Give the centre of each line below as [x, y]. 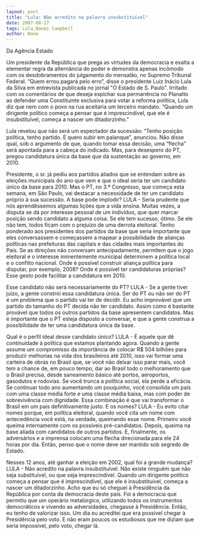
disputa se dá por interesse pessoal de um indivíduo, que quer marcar [93, 212]
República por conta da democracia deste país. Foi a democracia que [92, 494]
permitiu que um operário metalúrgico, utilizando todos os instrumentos [94, 500]
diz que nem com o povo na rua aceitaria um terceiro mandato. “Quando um [100, 107]
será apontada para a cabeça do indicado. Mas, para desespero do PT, [93, 150]
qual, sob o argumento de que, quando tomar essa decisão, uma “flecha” [96, 144]
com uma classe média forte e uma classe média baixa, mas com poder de [98, 394]
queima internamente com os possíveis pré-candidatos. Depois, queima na [99, 426]
